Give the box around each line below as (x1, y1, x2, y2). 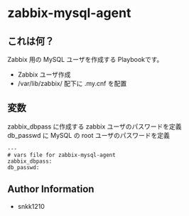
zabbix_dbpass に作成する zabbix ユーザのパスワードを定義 (7, 122, 182, 131)
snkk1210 (17, 202, 45, 210)
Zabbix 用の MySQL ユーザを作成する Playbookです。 (7, 55, 163, 63)
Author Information (7, 183, 94, 195)
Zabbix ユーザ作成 (17, 70, 71, 79)
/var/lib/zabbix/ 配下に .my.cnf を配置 (17, 80, 127, 87)
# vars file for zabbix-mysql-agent (7, 151, 116, 158)
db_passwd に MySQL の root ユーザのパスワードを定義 (7, 131, 171, 139)
